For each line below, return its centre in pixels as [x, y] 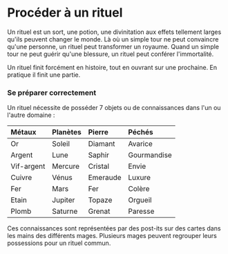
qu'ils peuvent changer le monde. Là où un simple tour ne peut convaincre [113, 39]
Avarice [141, 144]
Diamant [102, 144]
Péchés [141, 132]
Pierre [98, 132]
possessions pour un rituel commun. [59, 243]
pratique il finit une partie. [44, 75]
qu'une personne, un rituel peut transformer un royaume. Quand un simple [113, 46]
